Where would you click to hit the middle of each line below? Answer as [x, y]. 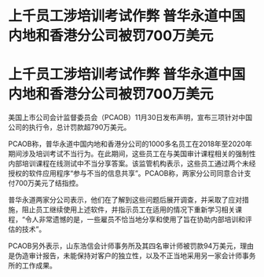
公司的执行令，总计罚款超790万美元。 [70, 127]
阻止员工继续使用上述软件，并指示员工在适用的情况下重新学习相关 [128, 210]
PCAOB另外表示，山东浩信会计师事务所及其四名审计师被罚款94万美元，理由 [131, 246]
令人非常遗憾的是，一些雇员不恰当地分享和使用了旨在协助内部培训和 [135, 220]
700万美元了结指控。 [49, 183]
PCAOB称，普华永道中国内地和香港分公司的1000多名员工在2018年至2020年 [130, 144]
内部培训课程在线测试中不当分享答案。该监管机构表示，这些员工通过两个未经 [132, 164]
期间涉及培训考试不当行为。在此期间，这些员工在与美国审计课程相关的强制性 [132, 154]
